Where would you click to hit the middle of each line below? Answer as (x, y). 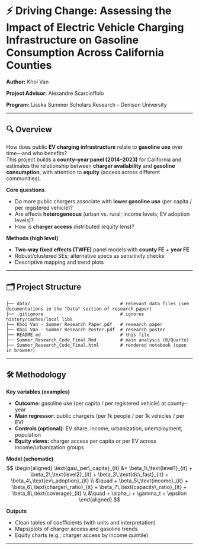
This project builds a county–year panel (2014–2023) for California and (94, 159)
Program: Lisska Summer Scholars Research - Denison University (86, 104)
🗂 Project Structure (44, 287)
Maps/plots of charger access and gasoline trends (76, 529)
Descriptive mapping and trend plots (59, 262)
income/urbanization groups (49, 447)
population (28, 435)
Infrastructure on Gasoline (73, 40)
